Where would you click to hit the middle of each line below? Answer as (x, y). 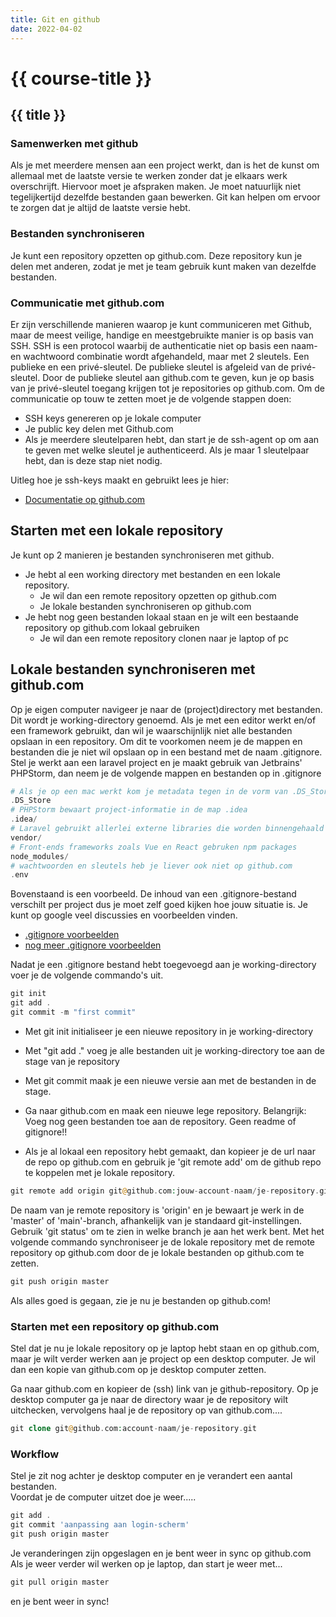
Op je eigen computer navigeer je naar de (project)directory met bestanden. (166, 709)
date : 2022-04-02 (46, 29)
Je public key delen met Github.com (99, 428)
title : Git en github (55, 19)
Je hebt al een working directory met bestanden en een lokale (152, 574)
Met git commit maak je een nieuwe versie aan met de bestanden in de (170, 1080)
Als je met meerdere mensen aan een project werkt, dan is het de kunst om (165, 165)
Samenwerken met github (74, 143)
